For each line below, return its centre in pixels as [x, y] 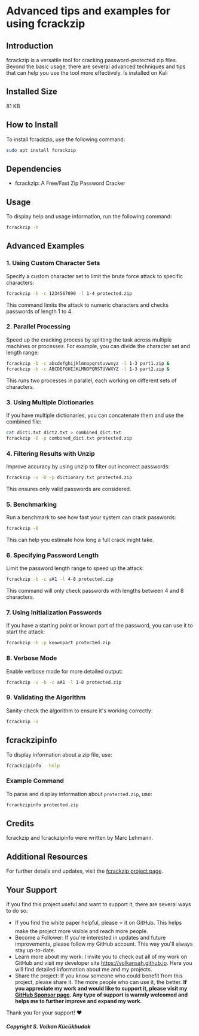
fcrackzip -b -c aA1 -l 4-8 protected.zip [60, 579]
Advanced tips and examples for [88, 11]
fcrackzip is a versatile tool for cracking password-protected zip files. [92, 60]
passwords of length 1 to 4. [39, 311]
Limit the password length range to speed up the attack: [75, 568]
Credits [20, 823]
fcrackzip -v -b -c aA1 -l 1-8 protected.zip [64, 682]
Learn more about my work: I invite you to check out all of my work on [101, 956]
